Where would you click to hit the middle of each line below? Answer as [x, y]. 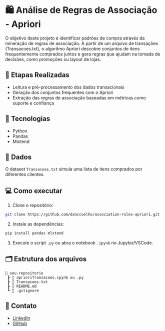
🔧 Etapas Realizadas [37, 75]
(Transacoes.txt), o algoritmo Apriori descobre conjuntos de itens [72, 48]
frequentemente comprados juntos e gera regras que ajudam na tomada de [83, 54]
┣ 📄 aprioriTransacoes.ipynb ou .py [45, 277]
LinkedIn [21, 318]
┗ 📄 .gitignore [23, 290]
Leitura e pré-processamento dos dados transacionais [68, 87]
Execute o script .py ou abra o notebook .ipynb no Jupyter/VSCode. [83, 242]
